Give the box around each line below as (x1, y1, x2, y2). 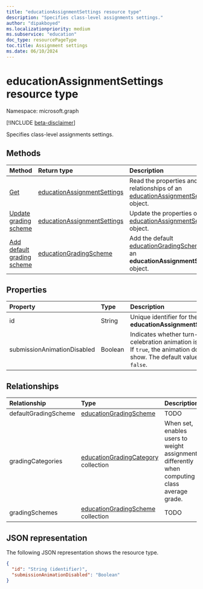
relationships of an (129, 184, 182, 192)
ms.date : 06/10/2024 (6, 48, 59, 54)
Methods (6, 148, 41, 159)
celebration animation (130, 338, 192, 346)
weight (164, 442, 184, 450)
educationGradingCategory (81, 453, 159, 462)
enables (164, 427, 187, 435)
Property (9, 303, 36, 311)
